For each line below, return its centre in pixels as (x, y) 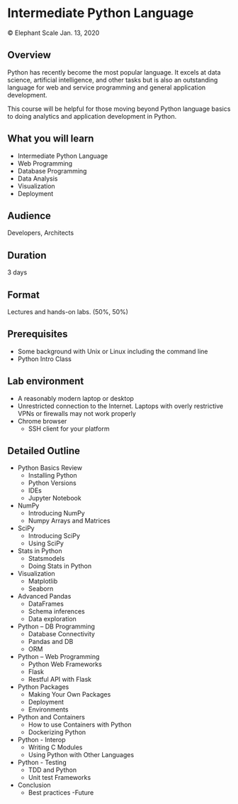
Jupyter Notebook (55, 498)
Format (24, 295)
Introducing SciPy (54, 536)
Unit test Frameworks (59, 778)
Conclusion (34, 785)
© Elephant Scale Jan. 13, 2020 (53, 33)
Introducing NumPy (56, 513)
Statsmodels (46, 559)
